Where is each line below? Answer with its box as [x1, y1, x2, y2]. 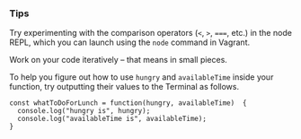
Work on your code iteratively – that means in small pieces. [9, 55, 227, 65]
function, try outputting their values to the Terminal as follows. [9, 82, 240, 92]
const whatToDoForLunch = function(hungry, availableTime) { [9, 99, 247, 108]
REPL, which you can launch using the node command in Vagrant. [9, 37, 250, 48]
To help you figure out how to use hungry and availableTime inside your [9, 72, 274, 83]
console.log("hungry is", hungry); [17, 107, 151, 116]
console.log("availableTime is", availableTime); [17, 115, 207, 124]
